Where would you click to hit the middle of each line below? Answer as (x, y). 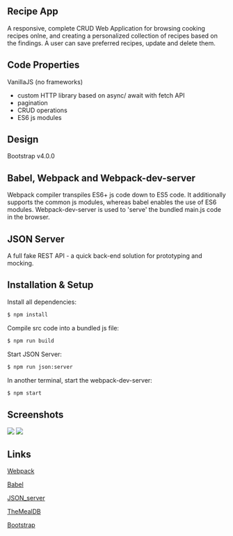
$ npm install (28, 314)
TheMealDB (24, 511)
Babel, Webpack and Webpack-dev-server (102, 178)
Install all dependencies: (42, 302)
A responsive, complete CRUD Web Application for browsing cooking (106, 28)
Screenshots (35, 414)
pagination (33, 102)
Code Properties (43, 65)
